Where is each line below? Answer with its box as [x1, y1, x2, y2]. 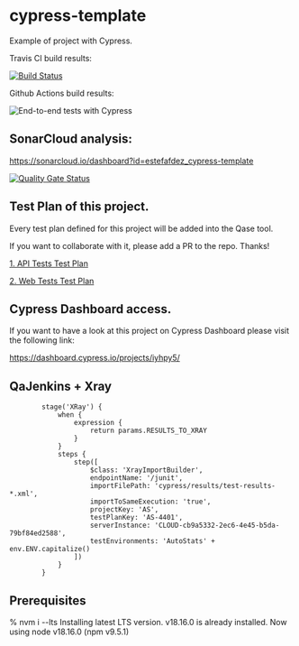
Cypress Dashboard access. [9, 301, 172, 317]
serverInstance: [89, 521, 151, 531]
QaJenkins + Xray [9, 378, 113, 393]
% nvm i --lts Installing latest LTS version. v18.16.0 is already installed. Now [9, 617, 287, 627]
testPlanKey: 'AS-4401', [89, 513, 183, 522]
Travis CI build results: [9, 52, 93, 63]
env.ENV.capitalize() [9, 545, 91, 554]
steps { [57, 450, 87, 459]
